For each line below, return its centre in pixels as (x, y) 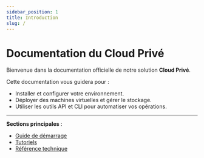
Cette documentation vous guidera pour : (58, 82)
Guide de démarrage (41, 136)
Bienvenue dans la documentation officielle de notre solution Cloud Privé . (99, 70)
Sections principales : (34, 124)
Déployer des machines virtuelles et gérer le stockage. (83, 100)
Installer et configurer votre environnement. (70, 94)
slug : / (16, 23)
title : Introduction (32, 18)
